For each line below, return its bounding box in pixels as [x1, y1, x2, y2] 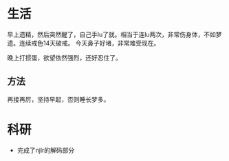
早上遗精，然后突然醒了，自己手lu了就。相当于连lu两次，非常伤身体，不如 [7, 30, 217, 39]
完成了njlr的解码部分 [17, 146, 75, 154]
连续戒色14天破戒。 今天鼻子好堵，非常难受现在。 [19, 39, 160, 47]
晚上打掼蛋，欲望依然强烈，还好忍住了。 [7, 53, 122, 62]
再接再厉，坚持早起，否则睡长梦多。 [7, 95, 110, 103]
